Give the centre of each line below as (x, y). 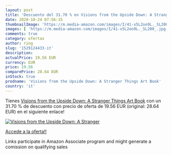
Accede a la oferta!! (26, 131)
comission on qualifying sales (37, 147)
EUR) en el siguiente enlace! (35, 112)
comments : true (21, 34)
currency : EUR (20, 62)
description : (19, 53)
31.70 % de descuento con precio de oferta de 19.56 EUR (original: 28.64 (82, 106)
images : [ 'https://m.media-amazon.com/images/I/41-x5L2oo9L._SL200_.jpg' (87, 29)
